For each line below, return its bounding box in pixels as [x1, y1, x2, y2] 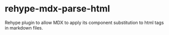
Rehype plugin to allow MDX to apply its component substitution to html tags [5, 19, 164, 25]
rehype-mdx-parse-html [5, 3, 110, 14]
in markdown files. [5, 24, 44, 30]
